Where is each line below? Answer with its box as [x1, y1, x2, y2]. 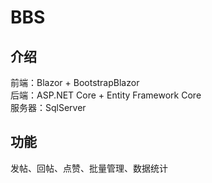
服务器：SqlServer [10, 102, 87, 113]
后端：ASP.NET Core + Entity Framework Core [10, 89, 202, 101]
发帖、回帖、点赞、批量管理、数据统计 [10, 162, 168, 174]
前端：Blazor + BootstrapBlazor [10, 77, 140, 88]
